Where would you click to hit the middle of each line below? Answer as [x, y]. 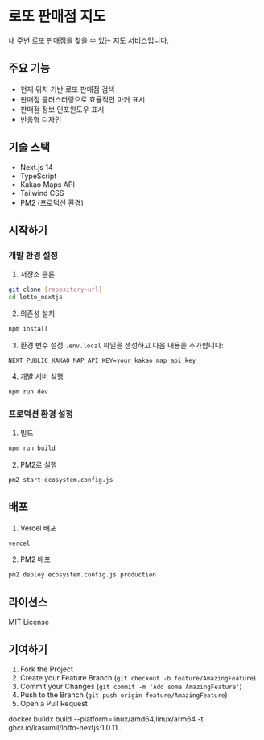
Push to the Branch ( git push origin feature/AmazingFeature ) [124, 695]
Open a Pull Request [54, 703]
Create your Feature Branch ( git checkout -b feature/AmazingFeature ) [138, 677]
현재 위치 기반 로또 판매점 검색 [67, 89]
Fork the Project [47, 669]
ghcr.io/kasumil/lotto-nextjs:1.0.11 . [65, 727]
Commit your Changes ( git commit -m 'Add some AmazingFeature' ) [131, 686]
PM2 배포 [35, 559]
